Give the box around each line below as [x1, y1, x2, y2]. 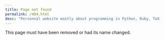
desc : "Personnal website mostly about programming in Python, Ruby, [5, 16, 151, 21]
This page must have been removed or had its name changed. [5, 30, 131, 36]
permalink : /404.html [5, 12, 50, 17]
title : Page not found [5, 7, 52, 12]
